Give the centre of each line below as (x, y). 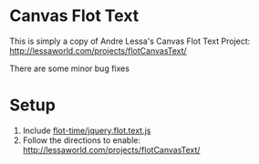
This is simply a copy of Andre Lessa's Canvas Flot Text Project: (130, 41)
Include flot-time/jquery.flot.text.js (87, 130)
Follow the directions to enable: (82, 140)
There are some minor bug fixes (70, 68)
